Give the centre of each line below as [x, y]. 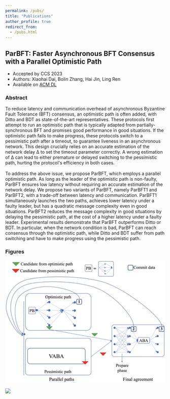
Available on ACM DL [35, 84]
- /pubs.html [24, 32]
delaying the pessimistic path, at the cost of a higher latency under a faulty [83, 217]
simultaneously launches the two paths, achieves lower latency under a [80, 201]
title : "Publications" [29, 16]
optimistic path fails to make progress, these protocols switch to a [74, 136]
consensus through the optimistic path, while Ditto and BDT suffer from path [85, 233]
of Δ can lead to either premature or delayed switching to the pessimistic [81, 157]
